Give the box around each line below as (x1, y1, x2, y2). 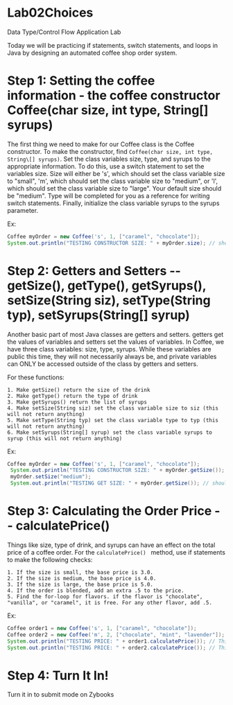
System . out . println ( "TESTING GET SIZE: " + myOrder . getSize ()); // (10, 480, 209, 487)
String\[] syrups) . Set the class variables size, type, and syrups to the (7, 155, 212, 163)
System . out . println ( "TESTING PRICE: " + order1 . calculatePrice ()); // (7, 638, 216, 645)
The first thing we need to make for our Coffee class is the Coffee (7, 140, 195, 148)
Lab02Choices (7, 5, 94, 21)
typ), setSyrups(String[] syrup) (7, 307, 191, 323)
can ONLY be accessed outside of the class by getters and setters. (7, 359, 199, 368)
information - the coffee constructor (7, 88, 221, 103)
